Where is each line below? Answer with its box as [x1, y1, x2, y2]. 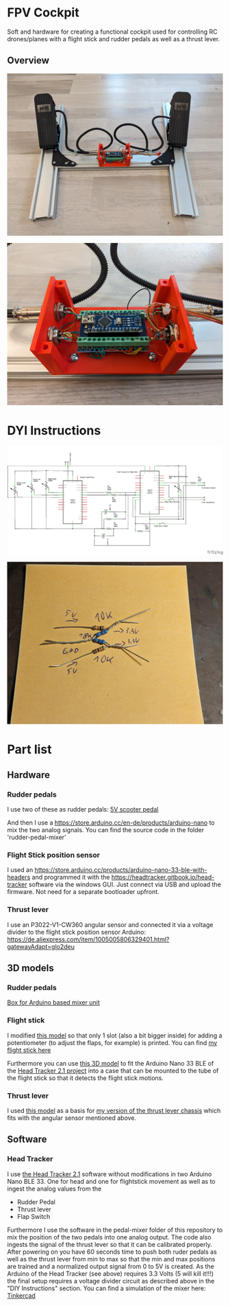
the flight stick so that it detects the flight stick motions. [7, 1073, 164, 1082]
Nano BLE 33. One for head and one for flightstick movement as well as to [7, 1177, 216, 1185]
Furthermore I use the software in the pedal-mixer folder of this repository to [7, 1226, 223, 1234]
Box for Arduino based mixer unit [7, 998, 101, 1007]
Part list [7, 742, 52, 757]
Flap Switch [16, 1212, 51, 1220]
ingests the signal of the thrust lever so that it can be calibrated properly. [7, 1240, 212, 1248]
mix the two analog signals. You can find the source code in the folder [7, 826, 205, 834]
